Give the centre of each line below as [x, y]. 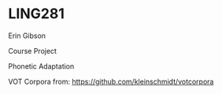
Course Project [33, 51]
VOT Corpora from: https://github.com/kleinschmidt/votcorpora [111, 81]
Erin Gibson [27, 36]
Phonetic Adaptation [41, 66]
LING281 [36, 14]
